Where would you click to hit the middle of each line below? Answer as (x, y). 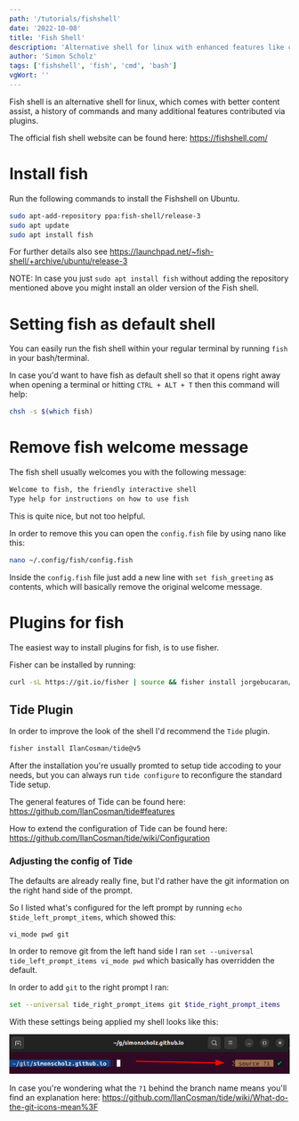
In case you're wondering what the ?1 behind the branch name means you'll (148, 1088)
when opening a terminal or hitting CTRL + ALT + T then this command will (145, 385)
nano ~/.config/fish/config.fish (71, 560)
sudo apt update (39, 225)
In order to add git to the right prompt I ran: (89, 987)
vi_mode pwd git (39, 934)
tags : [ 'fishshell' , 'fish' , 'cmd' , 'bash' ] (93, 66)
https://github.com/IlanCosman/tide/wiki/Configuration (110, 839)
